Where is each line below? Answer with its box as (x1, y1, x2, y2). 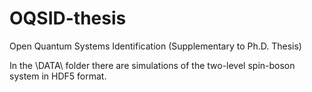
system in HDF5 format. (9, 70, 107, 82)
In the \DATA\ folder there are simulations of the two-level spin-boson (9, 59, 296, 71)
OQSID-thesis (9, 7, 127, 30)
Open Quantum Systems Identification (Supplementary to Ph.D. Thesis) (9, 40, 302, 52)
